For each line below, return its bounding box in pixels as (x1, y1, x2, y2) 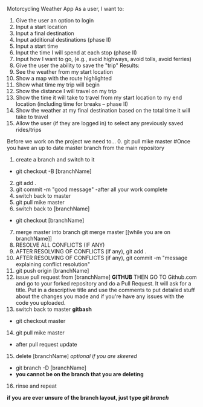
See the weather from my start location (15, 68, 114, 75)
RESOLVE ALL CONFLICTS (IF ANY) (15, 241, 105, 249)
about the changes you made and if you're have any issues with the (15, 293, 184, 300)
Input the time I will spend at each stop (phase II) (15, 49, 138, 56)
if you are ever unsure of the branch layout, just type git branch (7, 394, 169, 401)
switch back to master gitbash (15, 305, 92, 313)
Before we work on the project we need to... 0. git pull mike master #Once (7, 138, 191, 145)
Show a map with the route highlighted (15, 75, 112, 82)
